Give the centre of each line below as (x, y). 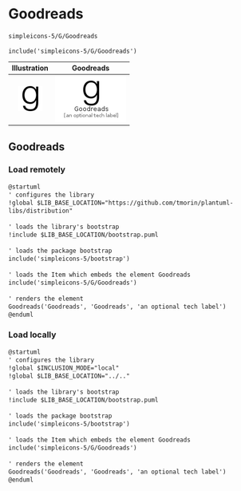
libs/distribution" (41, 211)
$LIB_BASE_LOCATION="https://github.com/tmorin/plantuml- (135, 203)
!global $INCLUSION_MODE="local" (64, 368)
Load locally (32, 335)
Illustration (30, 68)
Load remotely (37, 169)
